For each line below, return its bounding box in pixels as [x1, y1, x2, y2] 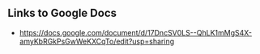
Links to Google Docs [7, 6, 117, 20]
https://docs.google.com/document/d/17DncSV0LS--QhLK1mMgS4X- [19, 27, 253, 37]
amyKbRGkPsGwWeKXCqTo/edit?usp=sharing [19, 36, 175, 46]
